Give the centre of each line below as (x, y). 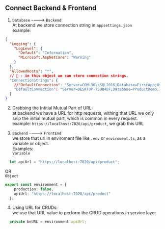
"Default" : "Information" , (46, 53)
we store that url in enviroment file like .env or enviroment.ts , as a (79, 138)
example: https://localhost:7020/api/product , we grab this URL (78, 124)
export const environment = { (36, 184)
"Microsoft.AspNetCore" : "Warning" (55, 58)
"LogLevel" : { (28, 49)
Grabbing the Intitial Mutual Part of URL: (53, 108)
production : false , (34, 189)
